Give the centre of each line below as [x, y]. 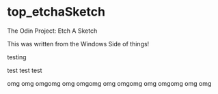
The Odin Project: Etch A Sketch [52, 31]
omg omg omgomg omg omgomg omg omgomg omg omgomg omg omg [109, 83]
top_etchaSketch [56, 12]
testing [17, 57]
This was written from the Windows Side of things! [78, 44]
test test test [25, 70]
